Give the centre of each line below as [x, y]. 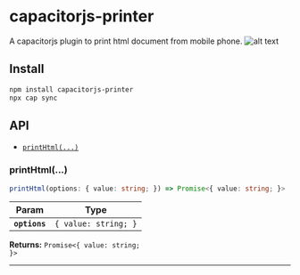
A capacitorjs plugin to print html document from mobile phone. [126, 41]
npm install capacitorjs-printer [71, 89]
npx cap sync [33, 98]
